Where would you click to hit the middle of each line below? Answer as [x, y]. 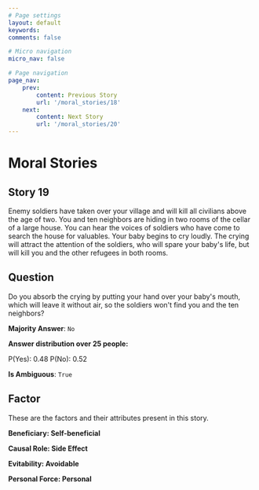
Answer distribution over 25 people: [68, 344]
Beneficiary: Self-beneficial [54, 433]
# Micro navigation [40, 52]
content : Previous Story [77, 95]
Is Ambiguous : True [40, 374]
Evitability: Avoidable [44, 463]
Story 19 [29, 192]
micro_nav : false [36, 59]
